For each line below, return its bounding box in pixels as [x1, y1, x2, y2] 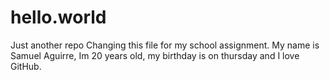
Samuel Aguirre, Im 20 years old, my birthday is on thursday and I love [10, 49, 300, 61]
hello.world [10, 6, 107, 29]
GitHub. [10, 60, 42, 72]
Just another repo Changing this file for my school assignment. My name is [10, 39, 320, 51]
